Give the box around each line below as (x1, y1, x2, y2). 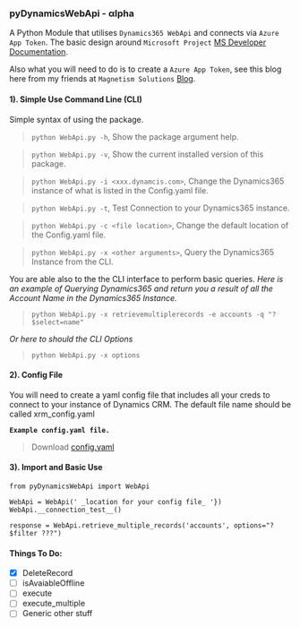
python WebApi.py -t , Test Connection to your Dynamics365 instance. (30, 202, 290, 213)
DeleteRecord (21, 568, 73, 579)
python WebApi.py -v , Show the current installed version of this (30, 149, 264, 159)
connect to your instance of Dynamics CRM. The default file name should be (9, 399, 292, 409)
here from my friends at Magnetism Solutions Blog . (9, 73, 196, 84)
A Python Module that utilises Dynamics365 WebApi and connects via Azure (9, 28, 279, 39)
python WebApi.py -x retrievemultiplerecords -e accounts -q (30, 310, 265, 319)
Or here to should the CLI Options (9, 333, 133, 344)
